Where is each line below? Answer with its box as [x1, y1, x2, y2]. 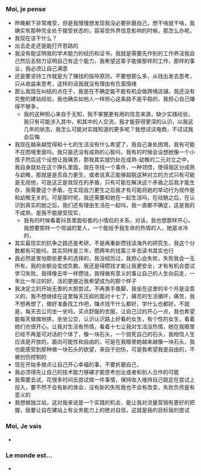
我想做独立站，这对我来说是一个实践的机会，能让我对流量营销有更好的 [14, 399, 190, 406]
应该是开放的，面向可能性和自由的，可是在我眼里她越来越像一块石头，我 [14, 338, 195, 345]
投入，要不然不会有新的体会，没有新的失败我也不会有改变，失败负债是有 [14, 384, 195, 391]
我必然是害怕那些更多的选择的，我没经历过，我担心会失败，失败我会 [14, 254, 185, 262]
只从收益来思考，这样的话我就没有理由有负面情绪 [14, 80, 137, 87]
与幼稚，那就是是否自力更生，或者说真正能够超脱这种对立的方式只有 [14, 171, 185, 178]
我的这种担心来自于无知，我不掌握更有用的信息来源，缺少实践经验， [23, 110, 194, 118]
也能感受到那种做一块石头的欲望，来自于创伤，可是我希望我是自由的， [14, 345, 190, 353]
